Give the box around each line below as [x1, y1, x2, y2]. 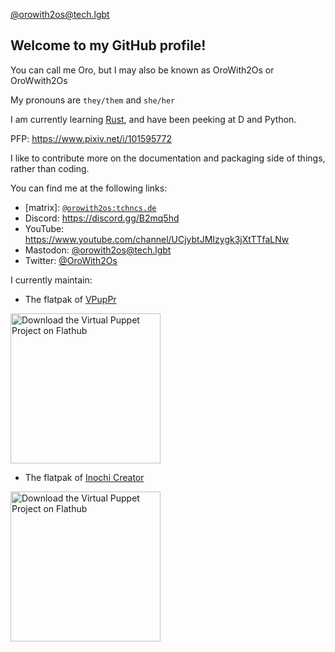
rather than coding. [10, 162, 90, 174]
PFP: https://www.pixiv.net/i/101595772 [10, 132, 172, 144]
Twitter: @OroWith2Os [24, 254, 118, 266]
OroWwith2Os [10, 74, 68, 86]
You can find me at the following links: [10, 182, 168, 194]
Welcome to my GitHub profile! [10, 37, 207, 54]
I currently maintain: [10, 274, 93, 286]
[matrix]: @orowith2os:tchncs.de [24, 201, 157, 213]
